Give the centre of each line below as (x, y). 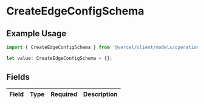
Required (64, 94)
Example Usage (36, 34)
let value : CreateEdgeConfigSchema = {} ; (59, 58)
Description (100, 94)
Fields (18, 77)
